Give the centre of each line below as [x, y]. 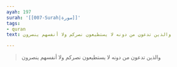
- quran [16, 29]
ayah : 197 [19, 12]
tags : [13, 23]
